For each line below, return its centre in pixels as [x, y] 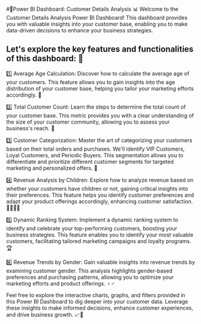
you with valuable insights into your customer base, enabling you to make [97, 24]
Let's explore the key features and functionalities [100, 49]
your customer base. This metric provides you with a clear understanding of [100, 115]
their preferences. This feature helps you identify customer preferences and [100, 195]
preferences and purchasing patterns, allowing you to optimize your [90, 277]
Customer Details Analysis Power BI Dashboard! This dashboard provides [97, 18]
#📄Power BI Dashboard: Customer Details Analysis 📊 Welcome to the [92, 9]
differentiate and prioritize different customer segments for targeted [90, 161]
